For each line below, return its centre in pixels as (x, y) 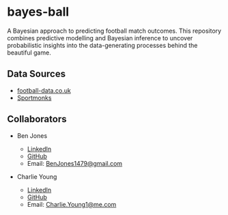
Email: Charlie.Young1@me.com (72, 204)
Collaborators (37, 119)
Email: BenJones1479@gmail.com (75, 163)
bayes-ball (38, 12)
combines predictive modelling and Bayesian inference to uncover (100, 38)
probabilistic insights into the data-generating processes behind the (102, 45)
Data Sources (37, 74)
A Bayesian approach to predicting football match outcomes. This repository (114, 31)
